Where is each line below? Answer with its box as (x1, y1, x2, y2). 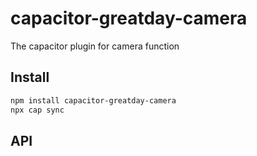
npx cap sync (10, 105, 65, 115)
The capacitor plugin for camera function (10, 40, 180, 52)
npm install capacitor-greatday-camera (10, 95, 177, 106)
